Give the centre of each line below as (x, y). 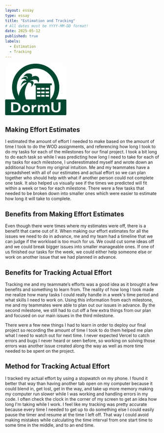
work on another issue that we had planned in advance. (61, 257)
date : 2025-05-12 (23, 31)
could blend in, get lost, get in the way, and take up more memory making (79, 388)
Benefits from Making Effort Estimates (65, 214)
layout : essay (20, 10)
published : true (22, 36)
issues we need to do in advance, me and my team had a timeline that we (79, 236)
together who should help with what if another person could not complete (79, 178)
